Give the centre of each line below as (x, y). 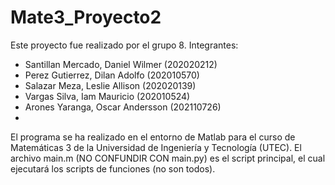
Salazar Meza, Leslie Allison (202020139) (110, 85)
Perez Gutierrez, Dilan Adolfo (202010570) (112, 75)
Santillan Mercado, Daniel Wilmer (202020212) (121, 64)
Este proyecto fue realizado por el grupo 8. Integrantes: (124, 45)
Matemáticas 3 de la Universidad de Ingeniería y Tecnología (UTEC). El (156, 147)
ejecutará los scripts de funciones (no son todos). (113, 168)
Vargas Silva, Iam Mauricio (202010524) (107, 96)
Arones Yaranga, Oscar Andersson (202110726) (123, 107)
